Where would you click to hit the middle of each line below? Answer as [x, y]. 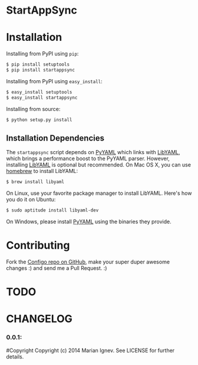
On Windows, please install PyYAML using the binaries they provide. [89, 221]
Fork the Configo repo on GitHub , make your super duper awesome [88, 262]
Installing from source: [33, 109]
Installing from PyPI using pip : [42, 54]
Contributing [38, 245]
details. [15, 356]
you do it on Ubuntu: [31, 200]
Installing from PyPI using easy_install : [55, 81]
